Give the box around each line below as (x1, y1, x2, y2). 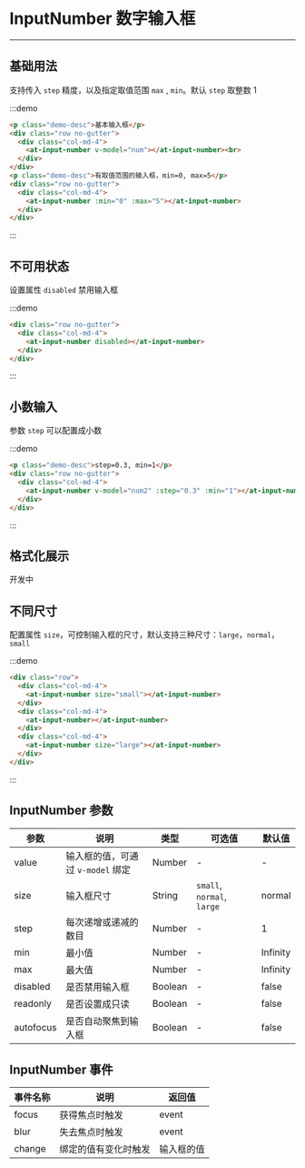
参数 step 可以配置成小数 (9, 425, 103, 436)
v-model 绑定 (76, 863, 132, 876)
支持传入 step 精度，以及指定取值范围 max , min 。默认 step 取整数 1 (9, 84, 257, 96)
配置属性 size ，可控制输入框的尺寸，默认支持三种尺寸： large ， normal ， (9, 629, 280, 640)
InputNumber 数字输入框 (9, 8, 196, 29)
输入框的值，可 (65, 849, 130, 862)
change (14, 1143, 47, 1155)
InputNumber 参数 (9, 803, 113, 818)
